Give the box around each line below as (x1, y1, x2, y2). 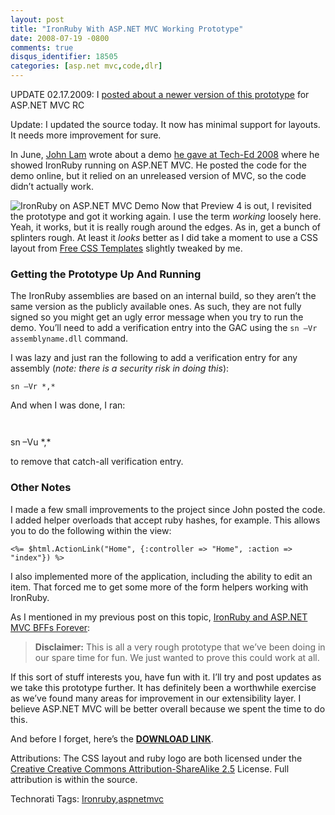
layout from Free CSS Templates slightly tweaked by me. (10, 242, 243, 254)
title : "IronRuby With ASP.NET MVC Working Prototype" (10, 24, 244, 34)
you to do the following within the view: (10, 524, 172, 536)
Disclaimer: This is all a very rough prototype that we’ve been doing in (34, 641, 326, 653)
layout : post (10, 14, 65, 25)
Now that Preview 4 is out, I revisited (161, 200, 312, 211)
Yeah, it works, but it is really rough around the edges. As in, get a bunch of (10, 221, 321, 233)
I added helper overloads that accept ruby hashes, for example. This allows (10, 514, 321, 526)
